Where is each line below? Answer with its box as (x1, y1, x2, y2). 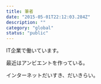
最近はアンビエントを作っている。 (6, 60, 88, 66)
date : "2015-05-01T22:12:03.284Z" (6, 14, 91, 20)
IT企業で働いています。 (6, 47, 62, 54)
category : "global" (6, 24, 54, 31)
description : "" (6, 19, 46, 25)
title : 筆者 (6, 8, 33, 15)
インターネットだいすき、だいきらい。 (6, 72, 99, 79)
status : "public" (6, 30, 49, 36)
